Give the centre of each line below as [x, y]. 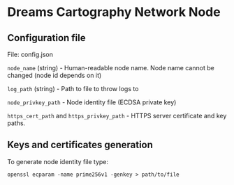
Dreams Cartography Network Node [114, 12]
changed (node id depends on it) [54, 75]
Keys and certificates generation [80, 145]
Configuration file [46, 38]
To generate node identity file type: [58, 161]
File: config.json [30, 54]
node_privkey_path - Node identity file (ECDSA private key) [92, 102]
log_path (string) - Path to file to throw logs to [73, 89]
